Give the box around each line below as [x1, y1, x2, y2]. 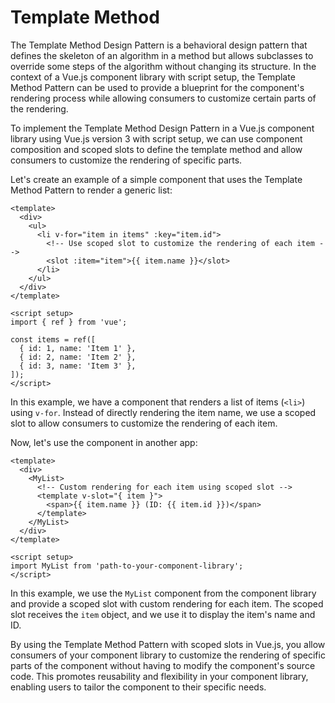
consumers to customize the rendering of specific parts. [10, 154, 243, 166]
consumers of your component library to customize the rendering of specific [10, 649, 326, 661]
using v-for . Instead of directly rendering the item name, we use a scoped [10, 406, 317, 418]
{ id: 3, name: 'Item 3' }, [19, 361, 137, 371]
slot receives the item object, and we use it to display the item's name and [10, 608, 316, 620]
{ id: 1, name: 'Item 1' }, [19, 343, 137, 353]
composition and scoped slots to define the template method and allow [10, 143, 303, 155]
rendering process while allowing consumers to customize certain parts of [10, 92, 317, 104]
